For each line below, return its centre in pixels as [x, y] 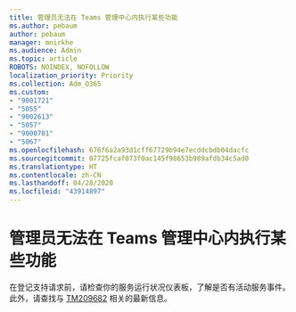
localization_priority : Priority [71, 76]
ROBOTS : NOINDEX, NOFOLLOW [59, 68]
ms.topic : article [43, 59]
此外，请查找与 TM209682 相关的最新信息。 [90, 298]
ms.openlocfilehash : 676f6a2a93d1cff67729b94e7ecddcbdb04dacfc [129, 150]
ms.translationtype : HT [53, 167]
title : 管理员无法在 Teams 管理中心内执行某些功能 [94, 17]
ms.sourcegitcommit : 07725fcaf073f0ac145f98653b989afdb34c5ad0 [129, 158]
